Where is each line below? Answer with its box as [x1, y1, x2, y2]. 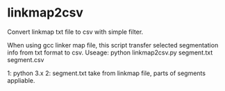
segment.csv [7, 55, 44, 63]
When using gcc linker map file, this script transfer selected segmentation [7, 41, 219, 49]
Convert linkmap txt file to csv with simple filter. [7, 28, 144, 36]
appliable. [7, 76, 35, 84]
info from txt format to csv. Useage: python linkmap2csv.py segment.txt [7, 48, 213, 57]
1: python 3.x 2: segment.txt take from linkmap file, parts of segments [7, 69, 206, 77]
